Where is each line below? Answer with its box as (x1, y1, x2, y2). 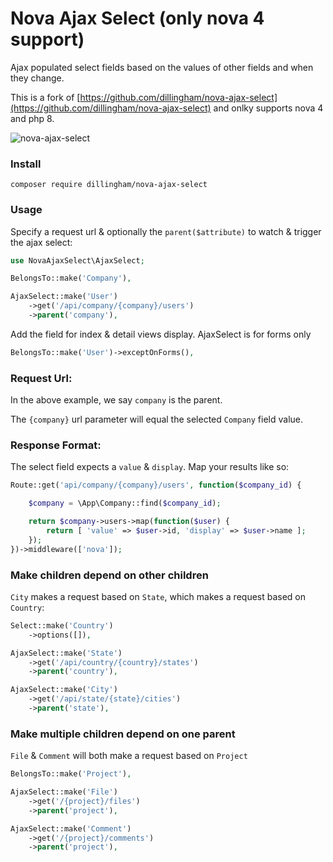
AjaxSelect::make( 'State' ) (10, 648, 123, 658)
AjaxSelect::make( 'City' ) (10, 685, 118, 695)
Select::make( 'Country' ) (10, 620, 114, 631)
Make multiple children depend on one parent (10, 727, 236, 741)
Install (10, 157, 42, 171)
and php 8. (10, 112, 55, 124)
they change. (10, 72, 65, 84)
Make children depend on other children (10, 568, 209, 582)
